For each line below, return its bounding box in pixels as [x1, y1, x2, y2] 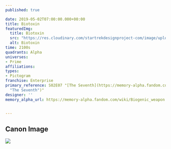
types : [5, 69, 19, 74]
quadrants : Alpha [5, 49, 42, 55]
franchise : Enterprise [5, 78, 53, 83]
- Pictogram [5, 73, 31, 79]
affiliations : [5, 64, 36, 69]
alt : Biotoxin [10, 40, 40, 46]
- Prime [5, 59, 22, 64]
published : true [5, 7, 40, 13]
